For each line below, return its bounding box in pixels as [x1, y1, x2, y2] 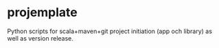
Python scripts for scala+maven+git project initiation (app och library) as [7, 27, 213, 35]
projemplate [7, 5, 78, 20]
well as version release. [7, 34, 74, 42]
